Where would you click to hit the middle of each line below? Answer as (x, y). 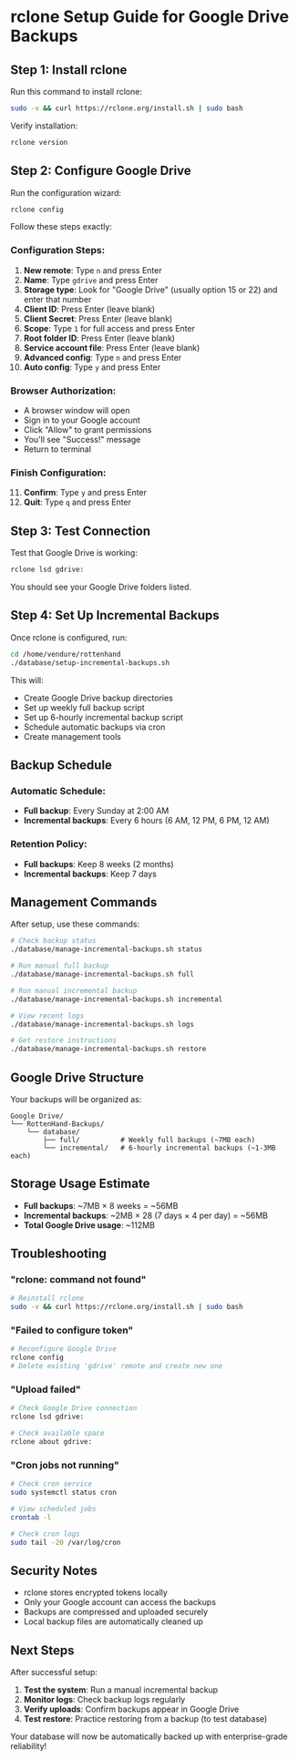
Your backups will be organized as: (76, 1099)
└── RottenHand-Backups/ (57, 1124)
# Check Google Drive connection (74, 1408)
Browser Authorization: (63, 391)
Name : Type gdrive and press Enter (91, 280)
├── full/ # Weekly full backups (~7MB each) (149, 1140)
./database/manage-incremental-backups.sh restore (108, 1049)
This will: (27, 680)
